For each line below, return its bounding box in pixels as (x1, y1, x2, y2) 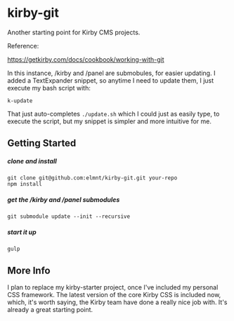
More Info (7, 264, 51, 276)
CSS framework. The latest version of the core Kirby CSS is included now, (7, 291, 221, 299)
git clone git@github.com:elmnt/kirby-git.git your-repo (7, 175, 178, 182)
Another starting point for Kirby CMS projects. (7, 28, 141, 36)
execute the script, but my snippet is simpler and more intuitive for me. (7, 117, 212, 125)
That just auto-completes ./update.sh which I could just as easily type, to (7, 109, 220, 118)
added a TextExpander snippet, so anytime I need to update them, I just (7, 76, 214, 85)
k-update (7, 97, 33, 104)
